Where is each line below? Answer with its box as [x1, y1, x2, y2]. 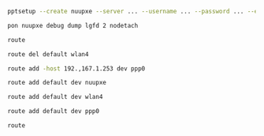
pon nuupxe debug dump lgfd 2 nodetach [7, 21, 139, 29]
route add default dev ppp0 [7, 108, 100, 115]
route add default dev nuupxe [7, 79, 107, 87]
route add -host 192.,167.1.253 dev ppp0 [7, 64, 146, 73]
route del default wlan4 [7, 50, 89, 59]
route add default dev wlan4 [7, 93, 103, 101]
